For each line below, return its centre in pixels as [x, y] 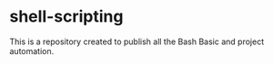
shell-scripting [66, 17]
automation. [32, 50]
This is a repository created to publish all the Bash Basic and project [137, 41]
